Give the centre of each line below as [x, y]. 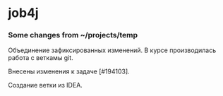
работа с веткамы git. [41, 58]
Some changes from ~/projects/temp [73, 35]
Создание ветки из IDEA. [46, 85]
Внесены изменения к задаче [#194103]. [69, 71]
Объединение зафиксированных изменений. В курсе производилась [112, 50]
